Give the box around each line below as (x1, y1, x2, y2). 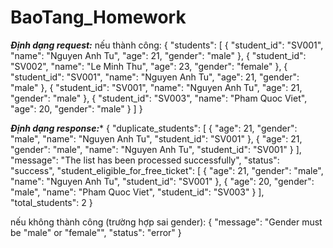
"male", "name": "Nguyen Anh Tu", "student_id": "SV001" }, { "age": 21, (10, 132, 303, 145)
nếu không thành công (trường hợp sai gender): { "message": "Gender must (10, 216, 323, 228)
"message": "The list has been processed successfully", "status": (10, 154, 280, 166)
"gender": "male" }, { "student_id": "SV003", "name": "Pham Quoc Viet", (10, 92, 308, 104)
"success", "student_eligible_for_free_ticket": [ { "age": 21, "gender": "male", (10, 164, 324, 176)
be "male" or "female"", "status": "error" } (10, 226, 182, 238)
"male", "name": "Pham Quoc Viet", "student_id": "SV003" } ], (10, 186, 265, 198)
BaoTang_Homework (10, 6, 187, 29)
